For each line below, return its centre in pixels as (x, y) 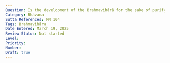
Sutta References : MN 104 (32, 19)
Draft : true (18, 52)
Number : (13, 48)
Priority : (16, 43)
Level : (12, 39)
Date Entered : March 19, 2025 (37, 29)
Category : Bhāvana (25, 15)
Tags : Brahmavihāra (26, 24)
